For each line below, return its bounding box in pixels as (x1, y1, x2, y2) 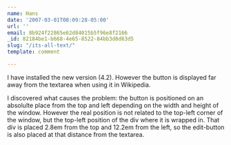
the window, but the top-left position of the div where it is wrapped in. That (7, 115, 220, 124)
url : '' (7, 23, 30, 30)
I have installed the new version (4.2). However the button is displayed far (7, 73, 217, 81)
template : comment (7, 49, 60, 56)
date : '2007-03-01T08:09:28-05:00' (7, 16, 110, 23)
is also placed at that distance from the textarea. (7, 130, 145, 138)
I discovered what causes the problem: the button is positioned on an (7, 93, 204, 102)
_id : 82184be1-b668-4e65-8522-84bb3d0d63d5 (7, 36, 134, 43)
